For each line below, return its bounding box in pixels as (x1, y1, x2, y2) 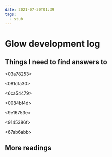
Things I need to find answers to (5, 58, 107, 66)
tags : (5, 12, 16, 17)
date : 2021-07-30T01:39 (5, 7, 55, 12)
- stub (9, 16, 23, 21)
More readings (5, 143, 51, 152)
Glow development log (5, 38, 101, 49)
